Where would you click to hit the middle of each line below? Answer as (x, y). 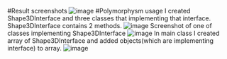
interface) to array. (34, 48)
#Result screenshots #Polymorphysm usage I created (99, 11)
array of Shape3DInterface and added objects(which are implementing (111, 41)
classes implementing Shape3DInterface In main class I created (113, 33)
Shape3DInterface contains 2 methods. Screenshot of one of (110, 26)
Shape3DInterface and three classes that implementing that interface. (109, 18)
